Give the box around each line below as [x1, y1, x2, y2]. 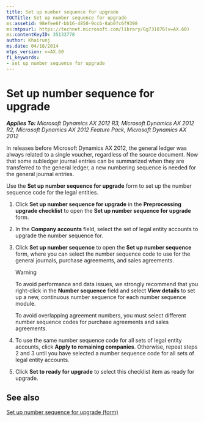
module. [15, 300, 36, 308]
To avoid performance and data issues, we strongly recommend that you [15, 281, 199, 288]
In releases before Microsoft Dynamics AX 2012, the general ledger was [6, 144, 188, 152]
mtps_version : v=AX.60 [6, 49, 64, 55]
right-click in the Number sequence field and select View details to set [15, 287, 195, 294]
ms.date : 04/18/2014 [6, 43, 59, 50]
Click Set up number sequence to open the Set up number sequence [15, 244, 192, 251]
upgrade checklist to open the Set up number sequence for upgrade [15, 207, 191, 215]
